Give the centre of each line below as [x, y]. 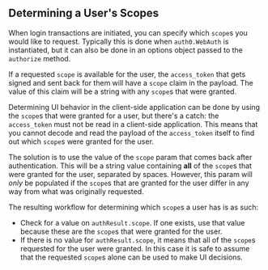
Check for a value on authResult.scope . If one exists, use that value [132, 222]
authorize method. [40, 58]
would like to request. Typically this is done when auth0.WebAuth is [119, 41]
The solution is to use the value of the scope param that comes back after [130, 157]
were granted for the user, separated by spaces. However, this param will [130, 174]
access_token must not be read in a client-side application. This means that [133, 124]
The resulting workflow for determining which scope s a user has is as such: [134, 207]
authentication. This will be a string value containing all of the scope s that [130, 166]
